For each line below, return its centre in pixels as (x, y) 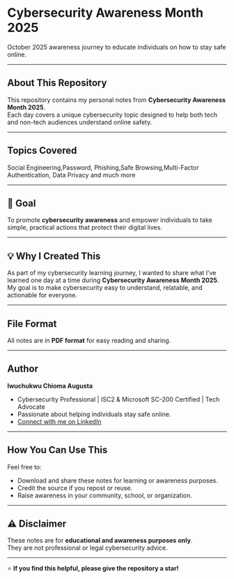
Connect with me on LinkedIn (59, 421)
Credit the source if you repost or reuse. (75, 488)
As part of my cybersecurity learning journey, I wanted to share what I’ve (112, 273)
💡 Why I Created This (54, 256)
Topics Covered (42, 151)
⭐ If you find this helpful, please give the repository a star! (93, 569)
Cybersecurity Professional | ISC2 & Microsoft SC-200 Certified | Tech (118, 399)
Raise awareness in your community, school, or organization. (105, 495)
